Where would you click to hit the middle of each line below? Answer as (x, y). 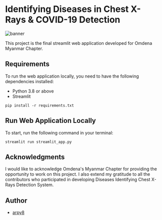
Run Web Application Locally (51, 121)
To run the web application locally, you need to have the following (72, 76)
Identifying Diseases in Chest (67, 9)
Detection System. (35, 185)
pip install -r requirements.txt (40, 106)
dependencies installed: (29, 81)
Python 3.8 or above (33, 91)
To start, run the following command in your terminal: (59, 132)
